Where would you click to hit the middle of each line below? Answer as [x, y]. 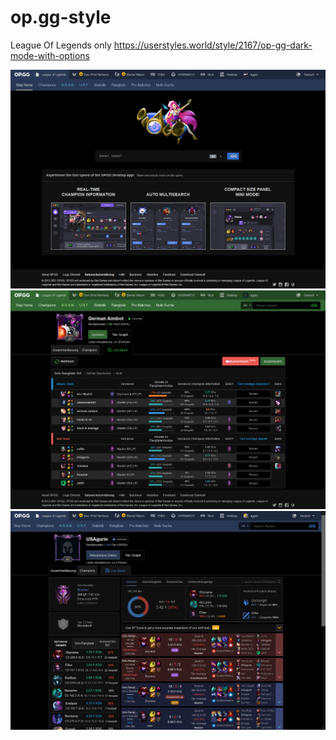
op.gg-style [61, 17]
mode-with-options [50, 55]
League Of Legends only [61, 45]
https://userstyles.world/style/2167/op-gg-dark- [213, 45]
